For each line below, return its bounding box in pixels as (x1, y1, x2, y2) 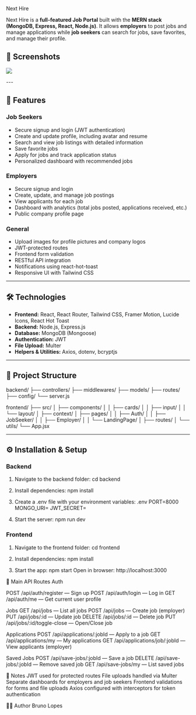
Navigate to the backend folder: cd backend (14, 475, 121, 483)
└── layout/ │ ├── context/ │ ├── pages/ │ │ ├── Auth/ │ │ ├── (6, 410, 166, 417)
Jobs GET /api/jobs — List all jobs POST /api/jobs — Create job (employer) (6, 607, 185, 614)
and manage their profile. (6, 35, 67, 42)
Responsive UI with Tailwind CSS (14, 269, 94, 276)
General (6, 225, 29, 233)
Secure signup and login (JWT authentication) (14, 126, 125, 134)
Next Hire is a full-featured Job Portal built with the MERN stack (6, 16, 162, 23)
